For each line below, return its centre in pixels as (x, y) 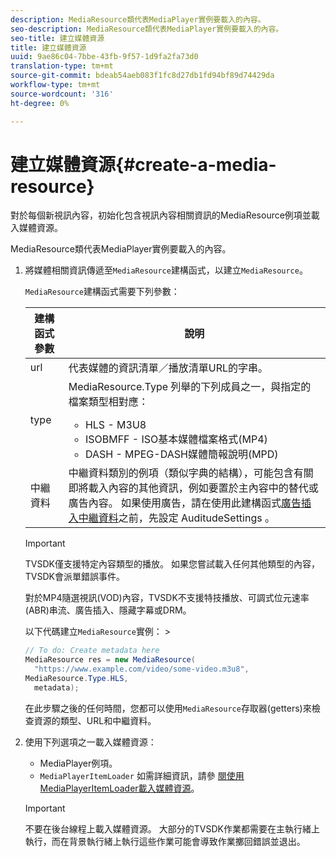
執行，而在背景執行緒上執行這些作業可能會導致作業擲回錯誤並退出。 (165, 841)
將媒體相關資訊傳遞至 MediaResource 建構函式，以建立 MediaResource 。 (166, 270)
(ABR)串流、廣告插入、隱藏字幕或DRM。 (108, 610)
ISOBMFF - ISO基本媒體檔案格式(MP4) (176, 439)
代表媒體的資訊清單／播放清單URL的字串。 (168, 368)
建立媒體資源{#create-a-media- (143, 164)
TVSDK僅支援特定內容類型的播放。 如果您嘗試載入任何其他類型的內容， (172, 564)
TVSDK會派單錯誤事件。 (74, 577)
